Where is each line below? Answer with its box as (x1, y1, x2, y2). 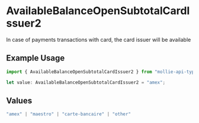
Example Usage (6, 53, 65, 63)
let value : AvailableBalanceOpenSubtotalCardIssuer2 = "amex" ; (6, 79, 166, 85)
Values (6, 95, 33, 105)
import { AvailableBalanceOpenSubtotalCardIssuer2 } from (6, 69, 152, 75)
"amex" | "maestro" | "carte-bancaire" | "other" (6, 111, 131, 117)
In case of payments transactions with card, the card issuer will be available (6, 36, 191, 43)
